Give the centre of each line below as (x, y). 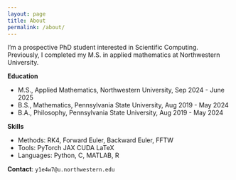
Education (23, 76)
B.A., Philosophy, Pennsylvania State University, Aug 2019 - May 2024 (120, 113)
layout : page (27, 14)
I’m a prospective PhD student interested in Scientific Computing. (103, 48)
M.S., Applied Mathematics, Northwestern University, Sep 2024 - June (121, 90)
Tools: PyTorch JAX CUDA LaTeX (66, 148)
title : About (27, 21)
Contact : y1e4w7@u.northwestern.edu (61, 169)
